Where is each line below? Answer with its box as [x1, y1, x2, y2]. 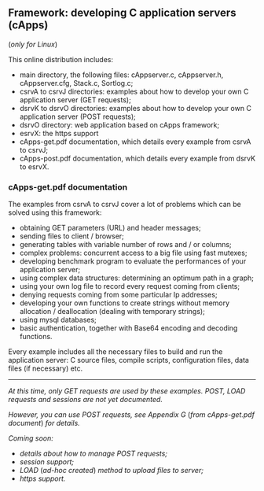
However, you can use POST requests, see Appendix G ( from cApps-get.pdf [8, 410, 255, 419]
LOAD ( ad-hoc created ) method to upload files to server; [19, 466, 204, 475]
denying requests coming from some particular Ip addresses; [19, 290, 218, 300]
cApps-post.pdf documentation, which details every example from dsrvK [19, 153, 256, 163]
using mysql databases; [19, 315, 97, 325]
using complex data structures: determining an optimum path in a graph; [19, 273, 254, 282]
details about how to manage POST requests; [19, 449, 167, 459]
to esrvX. [19, 161, 49, 172]
